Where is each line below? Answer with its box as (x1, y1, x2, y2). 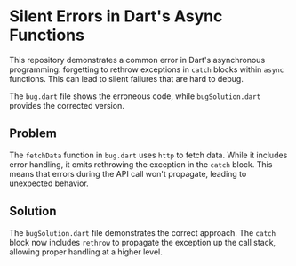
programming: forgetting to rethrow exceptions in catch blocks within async (9, 64, 284, 75)
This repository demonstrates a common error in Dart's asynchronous (9, 54, 266, 65)
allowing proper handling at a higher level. (9, 246, 163, 257)
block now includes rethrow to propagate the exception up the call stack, (9, 237, 276, 247)
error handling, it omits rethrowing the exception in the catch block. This (9, 158, 273, 170)
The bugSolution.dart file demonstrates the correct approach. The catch (9, 227, 276, 238)
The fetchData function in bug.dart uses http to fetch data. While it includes (9, 149, 288, 160)
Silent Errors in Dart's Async (9, 6, 223, 27)
